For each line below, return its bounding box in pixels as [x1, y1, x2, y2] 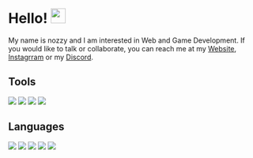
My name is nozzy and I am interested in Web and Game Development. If [8, 36, 245, 45]
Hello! [8, 9, 48, 28]
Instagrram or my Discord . [8, 52, 93, 62]
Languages [8, 120, 65, 134]
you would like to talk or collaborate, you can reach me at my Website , [8, 43, 237, 53]
